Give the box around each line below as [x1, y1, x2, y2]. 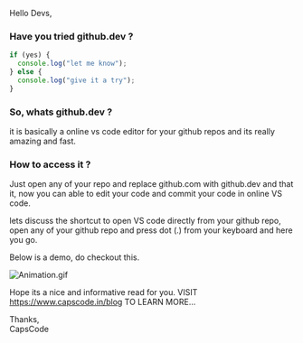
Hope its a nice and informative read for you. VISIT [9, 287, 198, 298]
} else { [9, 68, 43, 77]
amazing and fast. [9, 135, 77, 146]
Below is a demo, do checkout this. [9, 252, 140, 263]
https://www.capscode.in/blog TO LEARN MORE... [9, 297, 196, 308]
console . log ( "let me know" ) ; [17, 59, 128, 69]
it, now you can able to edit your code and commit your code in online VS [9, 189, 283, 199]
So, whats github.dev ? [9, 106, 113, 118]
